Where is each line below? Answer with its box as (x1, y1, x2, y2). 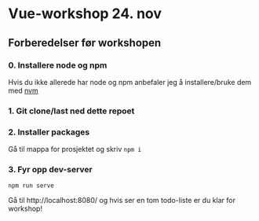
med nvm (8, 86, 39, 95)
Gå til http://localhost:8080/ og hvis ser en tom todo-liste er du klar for (8, 196, 235, 205)
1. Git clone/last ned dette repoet (8, 105, 135, 116)
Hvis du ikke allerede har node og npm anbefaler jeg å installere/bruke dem (8, 77, 252, 87)
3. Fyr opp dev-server (8, 164, 93, 175)
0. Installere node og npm (8, 60, 108, 71)
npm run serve (8, 182, 55, 190)
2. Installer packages (8, 127, 90, 138)
